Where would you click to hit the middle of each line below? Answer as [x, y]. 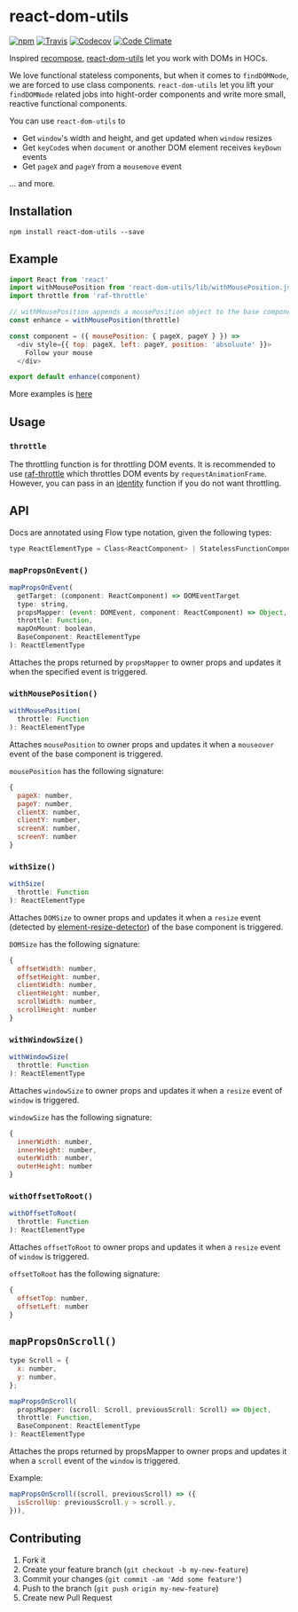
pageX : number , [45, 795]
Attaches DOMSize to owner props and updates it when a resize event [135, 917]
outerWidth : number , [55, 1158]
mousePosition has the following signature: [86, 770]
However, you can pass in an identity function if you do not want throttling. [145, 483]
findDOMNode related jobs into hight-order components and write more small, [148, 94]
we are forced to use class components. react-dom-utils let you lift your [141, 84]
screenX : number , [49, 829]
